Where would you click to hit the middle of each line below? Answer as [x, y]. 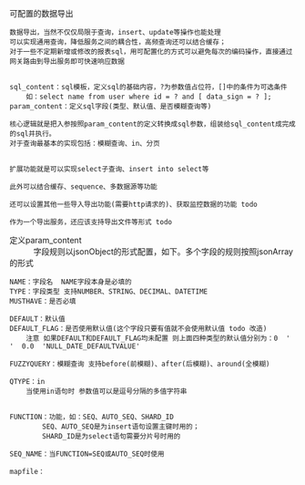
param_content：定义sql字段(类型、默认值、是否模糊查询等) [111, 107]
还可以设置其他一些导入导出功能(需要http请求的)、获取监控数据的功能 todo [133, 204]
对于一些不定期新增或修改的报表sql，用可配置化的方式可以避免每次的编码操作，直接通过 [151, 52]
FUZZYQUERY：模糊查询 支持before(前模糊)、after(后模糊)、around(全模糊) [140, 364]
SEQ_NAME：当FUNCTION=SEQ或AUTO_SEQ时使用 [87, 454]
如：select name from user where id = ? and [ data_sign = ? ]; [149, 97]
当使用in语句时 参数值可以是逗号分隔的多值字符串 [107, 391]
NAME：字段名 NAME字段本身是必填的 [71, 282]
